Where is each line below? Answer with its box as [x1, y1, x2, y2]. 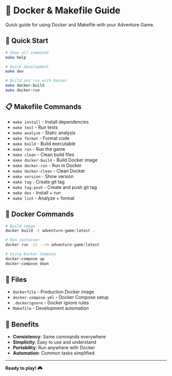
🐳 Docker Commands [5, 210, 74, 219]
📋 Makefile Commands [5, 103, 82, 111]
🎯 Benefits [5, 320, 39, 329]
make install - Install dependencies [12, 118, 89, 125]
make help [5, 55, 27, 60]
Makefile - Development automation [12, 305, 89, 311]
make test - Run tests [12, 124, 58, 130]
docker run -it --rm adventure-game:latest [5, 242, 100, 248]
